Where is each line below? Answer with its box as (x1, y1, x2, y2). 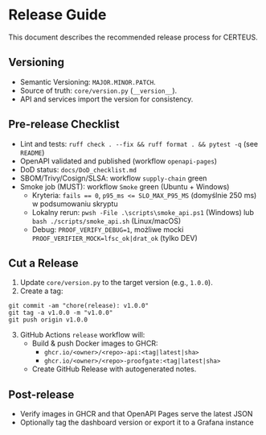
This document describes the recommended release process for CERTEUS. (8, 32, 259, 42)
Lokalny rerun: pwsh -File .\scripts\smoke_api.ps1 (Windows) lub (31, 207, 255, 217)
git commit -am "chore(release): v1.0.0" (8, 302, 149, 310)
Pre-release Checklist (8, 118, 120, 131)
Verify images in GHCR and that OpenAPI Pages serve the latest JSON (19, 409, 253, 419)
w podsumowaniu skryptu (31, 199, 118, 209)
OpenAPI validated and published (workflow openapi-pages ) (19, 155, 218, 166)
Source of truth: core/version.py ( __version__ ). (19, 85, 178, 95)
